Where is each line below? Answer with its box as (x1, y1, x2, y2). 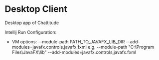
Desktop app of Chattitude (4, 20, 59, 26)
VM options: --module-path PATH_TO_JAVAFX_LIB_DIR (11, 38, 125, 45)
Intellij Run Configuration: (4, 29, 57, 35)
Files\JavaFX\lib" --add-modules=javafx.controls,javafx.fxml (11, 49, 137, 55)
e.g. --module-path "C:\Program (87, 44, 155, 50)
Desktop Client (4, 3, 68, 15)
